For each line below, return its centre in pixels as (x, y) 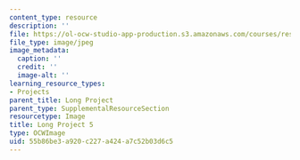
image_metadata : (39, 51)
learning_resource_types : (57, 84)
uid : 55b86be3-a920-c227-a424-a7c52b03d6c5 (92, 141)
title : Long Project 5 (51, 125)
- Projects (29, 92)
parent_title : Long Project (62, 100)
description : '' (39, 26)
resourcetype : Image (48, 116)
